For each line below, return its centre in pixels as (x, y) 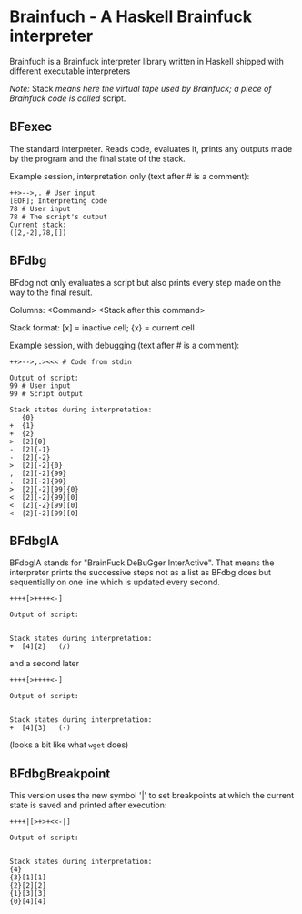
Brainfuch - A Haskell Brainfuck (131, 17)
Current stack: (38, 225)
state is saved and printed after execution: (88, 805)
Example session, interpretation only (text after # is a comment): (130, 176)
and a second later (45, 664)
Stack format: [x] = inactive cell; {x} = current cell (102, 327)
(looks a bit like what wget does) (69, 745)
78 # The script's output (58, 217)
